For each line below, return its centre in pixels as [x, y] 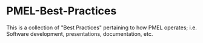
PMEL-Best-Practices [62, 11]
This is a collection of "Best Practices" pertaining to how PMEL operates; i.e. [101, 27]
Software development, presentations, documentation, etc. [80, 33]
